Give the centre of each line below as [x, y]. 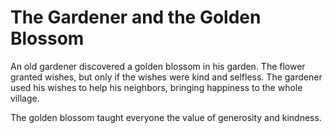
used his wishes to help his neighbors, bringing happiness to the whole [156, 87]
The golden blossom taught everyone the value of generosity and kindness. [166, 117]
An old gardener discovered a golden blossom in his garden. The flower [158, 66]
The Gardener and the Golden [136, 17]
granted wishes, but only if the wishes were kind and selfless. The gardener [166, 77]
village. [25, 98]
